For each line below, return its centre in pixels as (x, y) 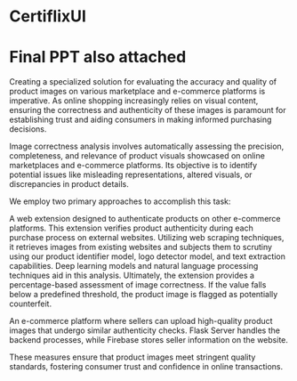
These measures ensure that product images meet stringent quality (132, 357)
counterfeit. (30, 304)
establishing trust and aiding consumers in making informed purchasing (140, 120)
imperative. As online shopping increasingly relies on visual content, (134, 101)
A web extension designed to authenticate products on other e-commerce (145, 219)
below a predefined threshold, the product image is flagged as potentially (144, 295)
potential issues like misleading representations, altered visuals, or (131, 174)
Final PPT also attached (98, 57)
